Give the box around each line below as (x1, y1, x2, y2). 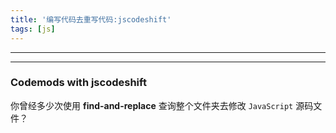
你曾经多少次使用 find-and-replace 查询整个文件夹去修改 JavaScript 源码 (10, 99, 314, 111)
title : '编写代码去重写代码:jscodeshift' (10, 14, 172, 25)
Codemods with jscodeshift (10, 76, 147, 90)
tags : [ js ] (10, 24, 56, 34)
